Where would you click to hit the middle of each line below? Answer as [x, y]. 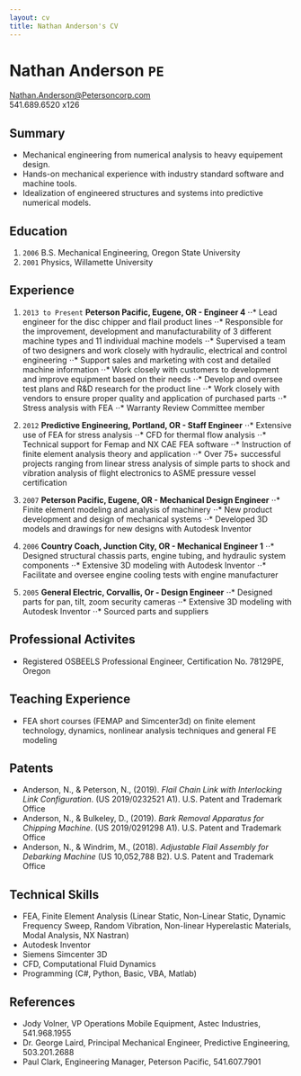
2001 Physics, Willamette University [88, 263]
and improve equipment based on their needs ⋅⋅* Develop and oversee [152, 379]
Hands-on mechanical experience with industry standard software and [153, 174]
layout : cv [30, 18]
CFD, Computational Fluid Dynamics [89, 964]
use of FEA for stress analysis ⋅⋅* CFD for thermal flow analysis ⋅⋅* [144, 435]
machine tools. [50, 184]
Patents [31, 768]
